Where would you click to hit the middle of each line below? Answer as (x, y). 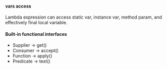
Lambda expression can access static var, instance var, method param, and (84, 17)
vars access (18, 6)
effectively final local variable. (36, 23)
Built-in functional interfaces (36, 34)
